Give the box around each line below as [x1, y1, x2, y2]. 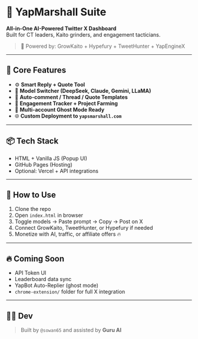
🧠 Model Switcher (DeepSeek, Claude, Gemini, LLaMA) [14, 87, 151, 94]
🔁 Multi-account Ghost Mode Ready [14, 106, 105, 113]
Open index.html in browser [14, 212, 84, 219]
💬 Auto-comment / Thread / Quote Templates [14, 93, 128, 100]
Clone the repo [14, 206, 51, 213]
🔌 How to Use [6, 190, 56, 200]
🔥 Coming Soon [6, 253, 65, 263]
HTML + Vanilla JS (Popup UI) [14, 155, 87, 162]
